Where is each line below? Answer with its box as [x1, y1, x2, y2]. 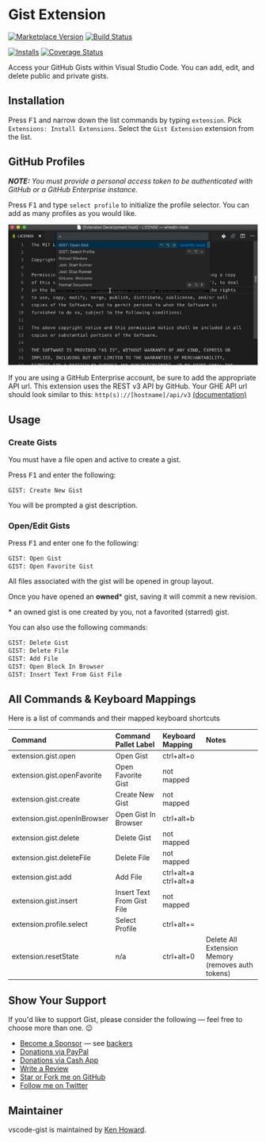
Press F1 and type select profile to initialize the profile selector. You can [8, 200, 249, 210]
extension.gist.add [11, 872, 72, 882]
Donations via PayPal [19, 1047, 89, 1057]
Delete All [205, 935, 237, 944]
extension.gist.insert [11, 896, 78, 905]
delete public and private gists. [8, 71, 109, 80]
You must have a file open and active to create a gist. [8, 454, 181, 464]
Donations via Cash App [19, 1055, 99, 1065]
